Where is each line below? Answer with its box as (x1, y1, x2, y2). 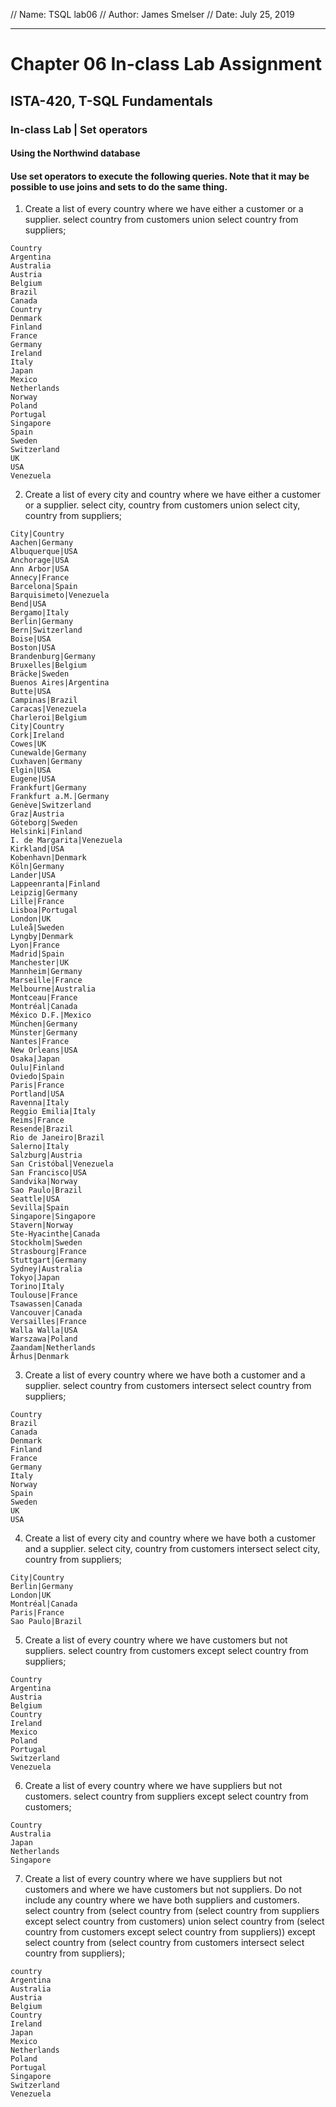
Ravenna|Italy (10, 1098, 70, 1108)
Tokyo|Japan (10, 1273, 60, 1283)
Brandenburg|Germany (10, 652, 97, 662)
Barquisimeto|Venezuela (10, 590, 110, 601)
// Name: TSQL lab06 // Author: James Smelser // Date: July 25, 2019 (10, 9, 295, 20)
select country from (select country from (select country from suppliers (24, 1905, 320, 1917)
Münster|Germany (10, 1028, 78, 1038)
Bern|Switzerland (10, 625, 83, 636)
